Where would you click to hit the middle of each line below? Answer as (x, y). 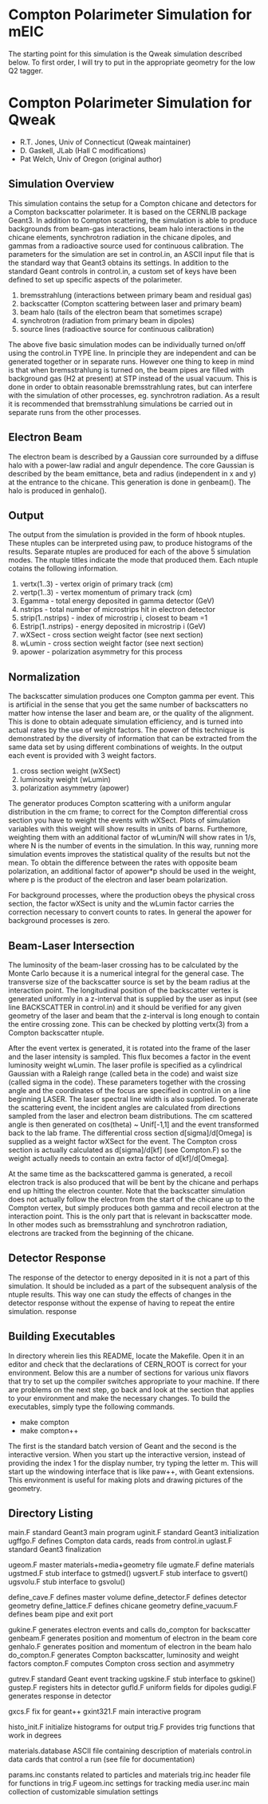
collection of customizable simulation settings (83, 1792)
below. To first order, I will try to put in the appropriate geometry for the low (132, 62)
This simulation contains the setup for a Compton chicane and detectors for (132, 203)
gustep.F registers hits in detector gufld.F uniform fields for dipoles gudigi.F (133, 1688)
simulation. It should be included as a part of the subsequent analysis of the (133, 1285)
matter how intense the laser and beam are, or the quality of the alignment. (131, 713)
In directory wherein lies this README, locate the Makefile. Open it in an (126, 1356)
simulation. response (43, 1311)
